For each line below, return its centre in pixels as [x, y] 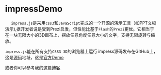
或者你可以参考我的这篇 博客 [33, 67]
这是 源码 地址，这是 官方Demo [34, 57]
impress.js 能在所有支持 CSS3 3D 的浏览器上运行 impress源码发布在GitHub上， [81, 51]
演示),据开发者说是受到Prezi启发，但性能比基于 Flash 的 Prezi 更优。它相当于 [80, 29]
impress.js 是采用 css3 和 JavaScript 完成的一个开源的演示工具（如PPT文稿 [84, 23]
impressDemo [34, 9]
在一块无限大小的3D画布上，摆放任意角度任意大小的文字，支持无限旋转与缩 [80, 35]
